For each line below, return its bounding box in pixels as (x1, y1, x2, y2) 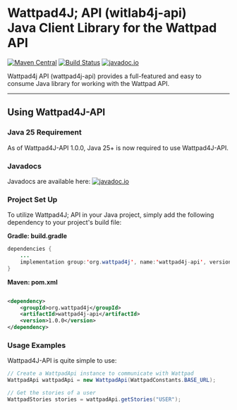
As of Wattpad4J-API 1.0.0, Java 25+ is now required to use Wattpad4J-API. (7, 143, 229, 152)
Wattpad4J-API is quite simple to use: (7, 356, 117, 365)
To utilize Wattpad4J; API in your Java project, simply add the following (7, 211, 214, 219)
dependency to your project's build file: (7, 218, 122, 227)
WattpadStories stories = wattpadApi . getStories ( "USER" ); (7, 396, 181, 403)
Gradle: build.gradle (7, 232, 68, 240)
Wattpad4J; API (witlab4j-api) (7, 5, 187, 21)
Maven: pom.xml (7, 278, 58, 286)
